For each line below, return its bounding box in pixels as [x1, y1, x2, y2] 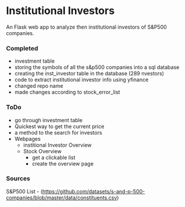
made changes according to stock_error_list [14, 89, 121, 96]
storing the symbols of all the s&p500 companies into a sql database [14, 64, 180, 71]
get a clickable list [32, 154, 76, 161]
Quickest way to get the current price [14, 123, 104, 130]
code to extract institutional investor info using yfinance [14, 76, 149, 83]
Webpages [14, 135, 41, 142]
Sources [6, 174, 30, 182]
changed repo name [14, 82, 64, 89]
